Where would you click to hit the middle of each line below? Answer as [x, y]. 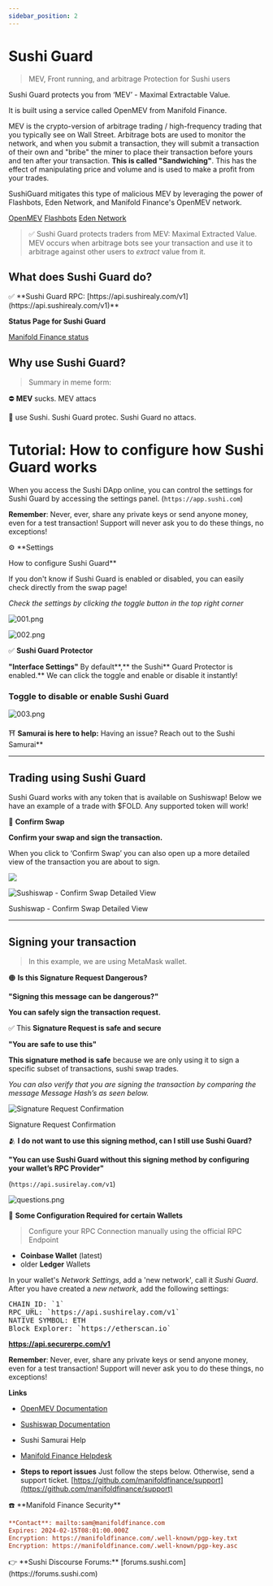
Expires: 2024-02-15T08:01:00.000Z [69, 1530]
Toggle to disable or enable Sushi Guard [89, 697]
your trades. [29, 178]
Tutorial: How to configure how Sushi [136, 450]
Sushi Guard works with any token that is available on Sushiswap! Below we [135, 797]
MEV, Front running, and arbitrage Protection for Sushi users [129, 79]
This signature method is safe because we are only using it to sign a [124, 1060]
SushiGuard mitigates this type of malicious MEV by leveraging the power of [136, 193]
